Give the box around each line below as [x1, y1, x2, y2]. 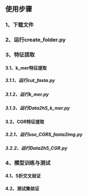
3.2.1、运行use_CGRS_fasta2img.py [5, 131, 83, 137]
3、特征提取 [5, 51, 35, 59]
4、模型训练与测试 [5, 159, 51, 166]
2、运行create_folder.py [5, 36, 66, 43]
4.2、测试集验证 [5, 185, 40, 191]
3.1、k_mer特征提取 [5, 65, 47, 71]
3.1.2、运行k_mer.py [5, 91, 49, 97]
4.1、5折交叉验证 [5, 173, 41, 179]
